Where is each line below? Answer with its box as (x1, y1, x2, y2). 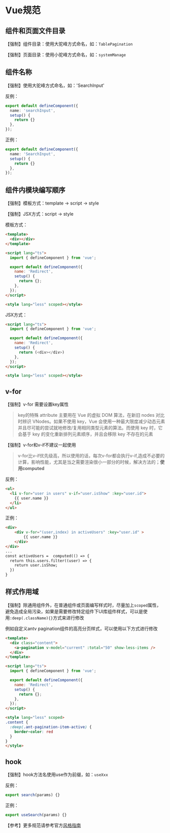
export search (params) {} (5, 792, 60, 797)
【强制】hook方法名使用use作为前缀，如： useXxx (5, 772, 108, 778)
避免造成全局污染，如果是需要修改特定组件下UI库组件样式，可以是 (5, 608, 144, 614)
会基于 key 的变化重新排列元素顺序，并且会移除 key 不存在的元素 (17, 431, 153, 437)
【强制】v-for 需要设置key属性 (5, 402, 69, 408)
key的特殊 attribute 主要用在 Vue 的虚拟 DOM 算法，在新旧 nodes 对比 (17, 412, 165, 418)
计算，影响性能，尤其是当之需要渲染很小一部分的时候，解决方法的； (17, 459, 160, 465)
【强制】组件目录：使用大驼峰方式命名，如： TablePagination (5, 41, 133, 47)
